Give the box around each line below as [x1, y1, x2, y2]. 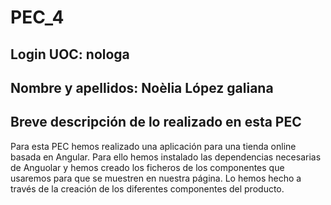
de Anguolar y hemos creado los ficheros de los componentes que [10, 161, 285, 173]
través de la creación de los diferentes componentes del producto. [10, 182, 285, 195]
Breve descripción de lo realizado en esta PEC [10, 114, 302, 131]
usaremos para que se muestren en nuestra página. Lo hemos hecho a [10, 172, 302, 184]
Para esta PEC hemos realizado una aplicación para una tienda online [10, 140, 297, 152]
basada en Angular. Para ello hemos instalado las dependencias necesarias [10, 151, 322, 163]
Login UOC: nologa [10, 46, 130, 63]
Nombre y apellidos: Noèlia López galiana [10, 79, 274, 96]
